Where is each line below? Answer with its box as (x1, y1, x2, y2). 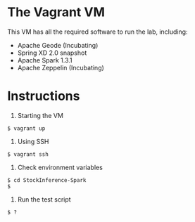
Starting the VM (17, 111, 63, 119)
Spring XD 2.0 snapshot (17, 48, 87, 57)
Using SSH (17, 137, 49, 145)
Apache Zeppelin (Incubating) (17, 63, 104, 72)
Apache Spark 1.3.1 (17, 55, 73, 64)
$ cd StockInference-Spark (7, 176, 87, 183)
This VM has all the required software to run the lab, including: (7, 27, 188, 36)
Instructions (7, 89, 80, 104)
